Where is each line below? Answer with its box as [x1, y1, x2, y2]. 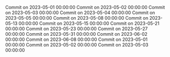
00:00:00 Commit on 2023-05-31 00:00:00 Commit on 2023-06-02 [5, 31, 148, 37]
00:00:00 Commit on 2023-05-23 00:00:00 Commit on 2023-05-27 [5, 26, 148, 32]
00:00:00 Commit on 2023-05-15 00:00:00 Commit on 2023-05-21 [18, 20, 160, 26]
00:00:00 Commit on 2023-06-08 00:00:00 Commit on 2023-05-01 [5, 36, 148, 42]
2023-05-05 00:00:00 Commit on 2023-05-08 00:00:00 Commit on [5, 15, 149, 21]
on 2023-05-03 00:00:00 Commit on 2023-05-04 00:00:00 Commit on [5, 10, 155, 16]
